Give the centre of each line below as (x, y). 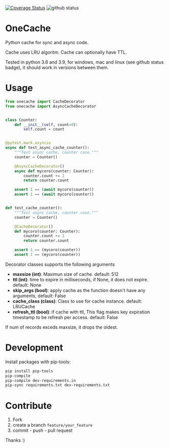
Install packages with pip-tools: (38, 362)
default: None (27, 285)
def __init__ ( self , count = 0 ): (46, 124)
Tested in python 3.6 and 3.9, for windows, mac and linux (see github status (84, 62)
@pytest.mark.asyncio (28, 143)
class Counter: (21, 120)
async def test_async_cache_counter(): (47, 148)
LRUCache (24, 306)
